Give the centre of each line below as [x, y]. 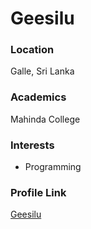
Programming [53, 167]
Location [32, 50]
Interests [32, 145]
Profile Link [38, 192]
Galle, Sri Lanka [42, 71]
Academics [38, 97]
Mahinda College [45, 119]
